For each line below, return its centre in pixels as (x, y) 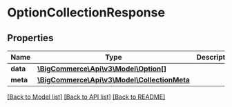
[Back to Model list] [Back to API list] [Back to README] (86, 97)
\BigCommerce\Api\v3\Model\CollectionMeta (113, 80)
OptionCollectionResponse (86, 13)
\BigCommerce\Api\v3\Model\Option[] (102, 69)
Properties (30, 38)
